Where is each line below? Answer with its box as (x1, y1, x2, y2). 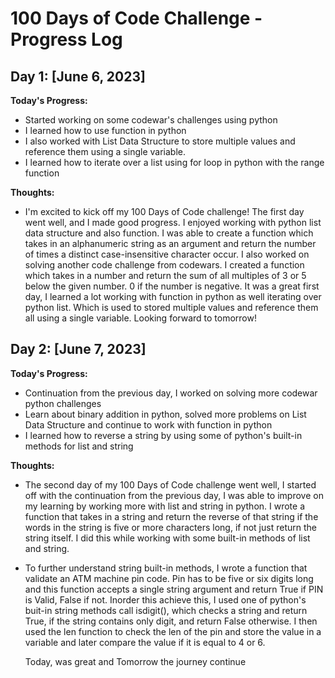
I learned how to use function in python (24, 125, 187, 136)
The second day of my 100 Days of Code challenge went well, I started (24, 478, 317, 491)
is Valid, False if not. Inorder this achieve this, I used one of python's (24, 593, 307, 606)
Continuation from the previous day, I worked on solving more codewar (24, 387, 318, 399)
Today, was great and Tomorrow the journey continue (24, 655, 247, 667)
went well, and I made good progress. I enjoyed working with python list (24, 217, 322, 228)
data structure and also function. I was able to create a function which (24, 227, 314, 239)
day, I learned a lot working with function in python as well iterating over (24, 291, 322, 302)
